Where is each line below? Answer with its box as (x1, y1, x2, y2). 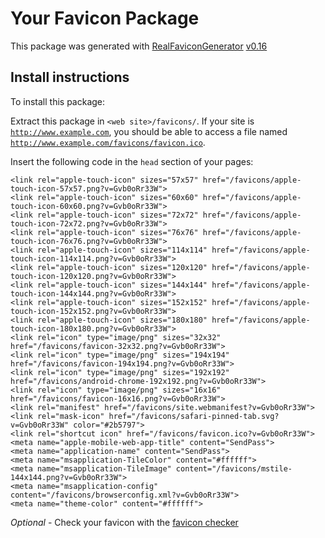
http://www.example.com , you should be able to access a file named (10, 125, 288, 137)
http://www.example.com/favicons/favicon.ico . (10, 136, 206, 148)
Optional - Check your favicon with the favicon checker (10, 516, 239, 528)
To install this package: (10, 95, 106, 107)
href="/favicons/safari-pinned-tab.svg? (108, 411, 280, 421)
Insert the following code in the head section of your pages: (10, 155, 254, 167)
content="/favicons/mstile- (175, 463, 293, 474)
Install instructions (10, 69, 130, 86)
